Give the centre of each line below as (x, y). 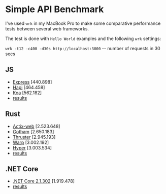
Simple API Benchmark (55, 9)
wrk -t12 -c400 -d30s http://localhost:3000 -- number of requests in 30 (83, 48)
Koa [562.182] (27, 93)
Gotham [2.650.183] (33, 131)
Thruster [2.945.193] (34, 137)
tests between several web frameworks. (47, 28)
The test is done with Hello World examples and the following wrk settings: (83, 38)
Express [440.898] (32, 82)
